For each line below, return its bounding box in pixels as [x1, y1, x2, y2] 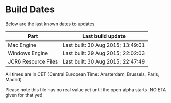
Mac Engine [8, 41, 37, 48]
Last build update [82, 32, 126, 39]
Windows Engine [8, 50, 48, 57]
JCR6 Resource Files [8, 58, 58, 65]
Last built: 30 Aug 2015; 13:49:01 [63, 41, 145, 48]
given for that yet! [5, 92, 42, 98]
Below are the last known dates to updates [5, 20, 95, 27]
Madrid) [5, 76, 22, 83]
